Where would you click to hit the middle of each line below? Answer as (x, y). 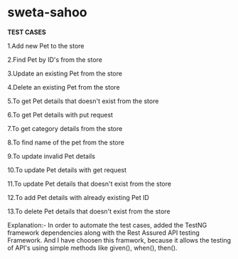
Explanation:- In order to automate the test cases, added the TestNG (107, 225)
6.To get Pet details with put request (60, 115)
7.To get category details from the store (65, 128)
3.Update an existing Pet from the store (65, 73)
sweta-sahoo (47, 12)
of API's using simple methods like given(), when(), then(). (92, 248)
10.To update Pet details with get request (67, 170)
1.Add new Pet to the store (46, 46)
